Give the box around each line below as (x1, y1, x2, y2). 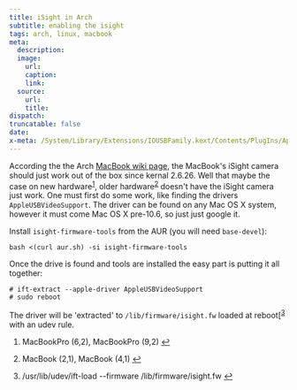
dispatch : (9, 111, 46, 120)
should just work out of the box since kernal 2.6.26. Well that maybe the (9, 170, 270, 180)
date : (9, 128, 29, 137)
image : (17, 54, 42, 63)
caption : (25, 71, 57, 80)
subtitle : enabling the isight (9, 21, 125, 30)
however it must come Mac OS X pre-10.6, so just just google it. (9, 209, 240, 219)
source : (17, 87, 46, 96)
